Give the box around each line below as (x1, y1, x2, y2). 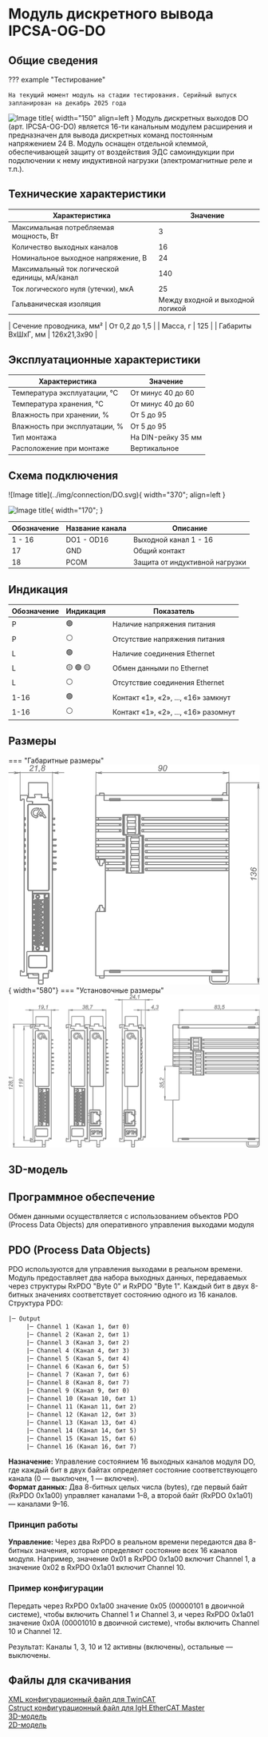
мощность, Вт (11, 231, 59, 241)
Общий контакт (132, 546, 186, 556)
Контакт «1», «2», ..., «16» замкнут (112, 692, 231, 702)
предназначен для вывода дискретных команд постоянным (8, 130, 214, 140)
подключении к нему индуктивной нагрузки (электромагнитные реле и (8, 156, 253, 165)
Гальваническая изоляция (11, 299, 101, 309)
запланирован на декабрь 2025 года (8, 99, 127, 107)
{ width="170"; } (50, 505, 104, 516)
